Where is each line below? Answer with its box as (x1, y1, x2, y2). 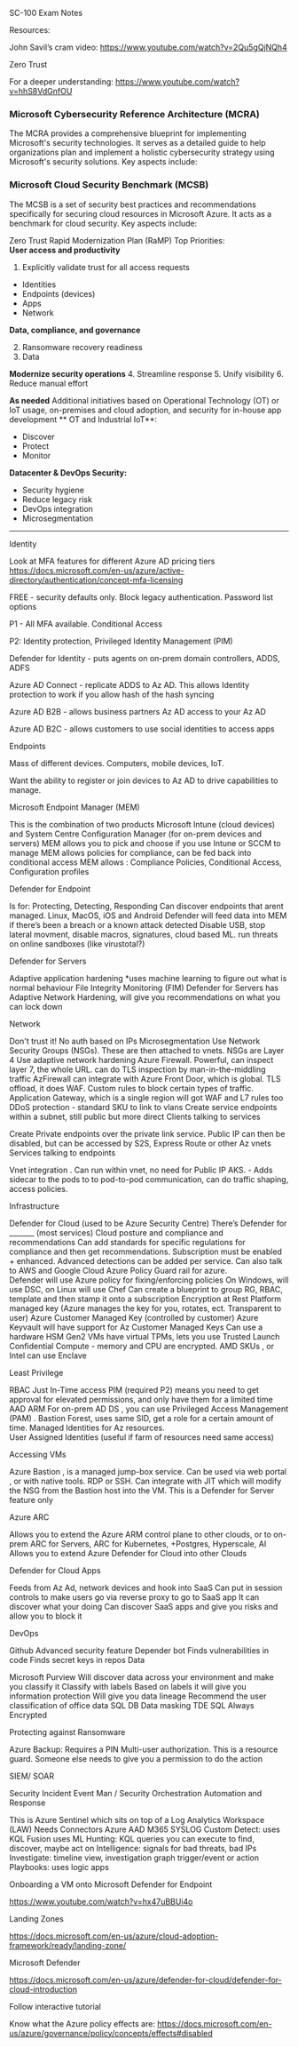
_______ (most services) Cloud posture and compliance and (9, 1227, 223, 1238)
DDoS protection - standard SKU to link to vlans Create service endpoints (9, 1101, 278, 1112)
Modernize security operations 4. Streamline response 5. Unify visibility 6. (9, 368, 284, 379)
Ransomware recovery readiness (21, 341, 144, 352)
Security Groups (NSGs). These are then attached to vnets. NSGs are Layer (9, 1044, 285, 1056)
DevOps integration (21, 503, 93, 514)
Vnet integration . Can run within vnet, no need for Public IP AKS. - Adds (9, 1164, 273, 1175)
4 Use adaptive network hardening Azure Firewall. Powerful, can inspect (9, 1054, 274, 1065)
